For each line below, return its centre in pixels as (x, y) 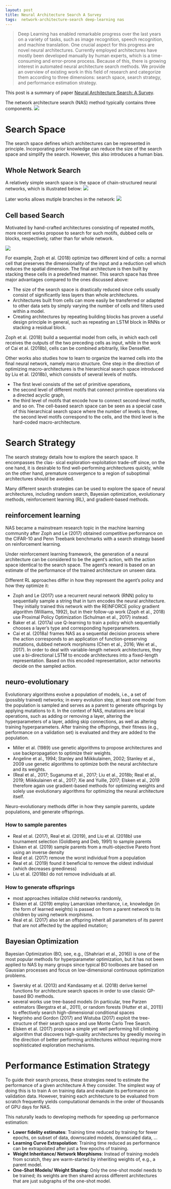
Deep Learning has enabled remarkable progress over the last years (89, 34)
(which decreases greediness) (45, 868)
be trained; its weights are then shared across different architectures (85, 1175)
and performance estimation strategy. (57, 83)
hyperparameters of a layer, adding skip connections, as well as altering (81, 721)
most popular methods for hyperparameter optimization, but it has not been (85, 959)
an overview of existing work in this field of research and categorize (89, 72)
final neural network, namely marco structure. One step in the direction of (82, 363)
